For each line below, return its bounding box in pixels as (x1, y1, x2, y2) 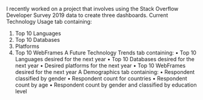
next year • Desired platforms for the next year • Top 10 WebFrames (15, 62, 186, 69)
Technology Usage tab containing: (6, 18, 92, 25)
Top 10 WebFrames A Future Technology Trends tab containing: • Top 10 (15, 49, 197, 56)
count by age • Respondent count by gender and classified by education (15, 81, 197, 88)
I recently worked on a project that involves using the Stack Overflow (6, 5, 179, 12)
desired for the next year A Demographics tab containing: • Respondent (15, 68, 195, 75)
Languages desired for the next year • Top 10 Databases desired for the (15, 56, 195, 62)
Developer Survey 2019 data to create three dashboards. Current (6, 12, 168, 19)
